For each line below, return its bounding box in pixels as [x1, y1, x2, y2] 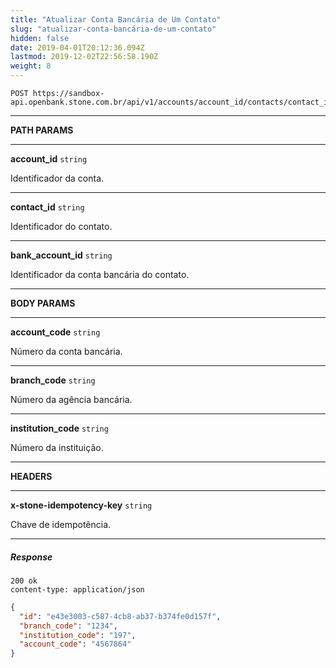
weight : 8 [10, 61, 52, 71]
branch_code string [10, 374, 96, 386]
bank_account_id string [10, 249, 113, 261]
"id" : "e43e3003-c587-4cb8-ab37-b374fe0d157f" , [19, 611, 222, 621]
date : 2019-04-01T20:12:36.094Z [10, 42, 145, 53]
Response [10, 551, 53, 563]
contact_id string [10, 201, 85, 213]
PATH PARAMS [10, 124, 74, 136]
